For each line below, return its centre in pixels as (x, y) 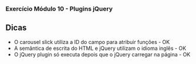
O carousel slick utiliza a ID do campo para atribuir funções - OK (92, 42)
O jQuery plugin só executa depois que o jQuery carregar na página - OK (102, 54)
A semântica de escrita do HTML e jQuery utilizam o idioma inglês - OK (100, 48)
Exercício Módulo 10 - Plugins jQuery (59, 9)
